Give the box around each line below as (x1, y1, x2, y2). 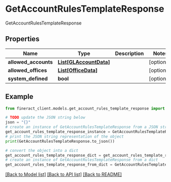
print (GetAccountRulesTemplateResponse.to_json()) (5, 139, 115, 144)
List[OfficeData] (58, 67, 98, 74)
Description (115, 49, 144, 57)
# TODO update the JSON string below (5, 115, 85, 120)
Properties (5, 35, 40, 43)
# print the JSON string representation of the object (5, 134, 124, 139)
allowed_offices (8, 67, 47, 74)
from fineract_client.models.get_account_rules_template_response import (5, 106, 165, 111)
